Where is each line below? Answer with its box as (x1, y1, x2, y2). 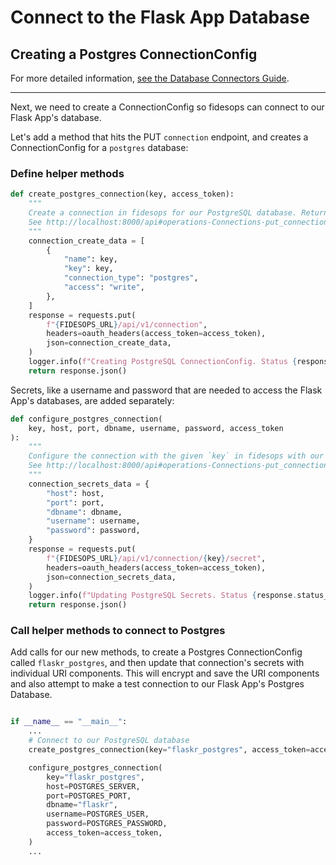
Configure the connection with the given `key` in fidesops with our (28, 451, 325, 461)
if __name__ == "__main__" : (10, 717, 128, 727)
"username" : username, (46, 516, 141, 526)
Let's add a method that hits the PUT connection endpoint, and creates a (10, 131, 309, 143)
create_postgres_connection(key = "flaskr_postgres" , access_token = (28, 745, 311, 755)
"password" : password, (46, 526, 141, 536)
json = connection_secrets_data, (46, 572, 177, 582)
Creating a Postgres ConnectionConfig (10, 46, 258, 63)
